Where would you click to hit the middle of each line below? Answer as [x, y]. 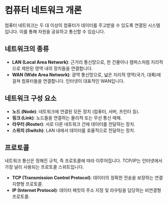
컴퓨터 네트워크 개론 [44, 10]
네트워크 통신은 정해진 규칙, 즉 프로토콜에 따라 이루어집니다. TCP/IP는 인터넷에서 [84, 161]
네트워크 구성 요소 [31, 98]
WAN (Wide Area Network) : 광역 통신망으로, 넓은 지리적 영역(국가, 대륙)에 [87, 75]
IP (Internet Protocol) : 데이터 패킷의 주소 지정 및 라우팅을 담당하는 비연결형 [87, 190]
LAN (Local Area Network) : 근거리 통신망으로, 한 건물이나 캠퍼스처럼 [81, 62]
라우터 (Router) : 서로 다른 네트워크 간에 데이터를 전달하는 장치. [73, 124]
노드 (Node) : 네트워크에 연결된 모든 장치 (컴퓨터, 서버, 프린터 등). [76, 111]
